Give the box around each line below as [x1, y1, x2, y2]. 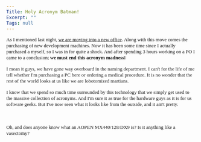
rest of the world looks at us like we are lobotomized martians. [6, 78, 129, 84]
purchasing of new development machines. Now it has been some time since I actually [6, 43, 176, 49]
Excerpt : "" [6, 14, 36, 20]
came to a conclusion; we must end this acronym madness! [6, 55, 126, 61]
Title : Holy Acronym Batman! [6, 8, 80, 15]
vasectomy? [6, 130, 30, 137]
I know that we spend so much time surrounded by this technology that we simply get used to [6, 89, 190, 96]
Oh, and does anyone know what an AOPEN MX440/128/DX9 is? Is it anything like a [6, 124, 176, 131]
